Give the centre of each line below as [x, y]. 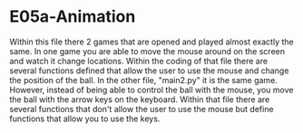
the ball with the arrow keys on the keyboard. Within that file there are [140, 99]
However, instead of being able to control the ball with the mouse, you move [151, 90]
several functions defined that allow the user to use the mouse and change [149, 71]
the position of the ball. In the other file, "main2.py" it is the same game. [144, 80]
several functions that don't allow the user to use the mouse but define [142, 109]
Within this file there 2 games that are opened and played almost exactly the [151, 42]
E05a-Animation [73, 17]
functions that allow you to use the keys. [85, 119]
